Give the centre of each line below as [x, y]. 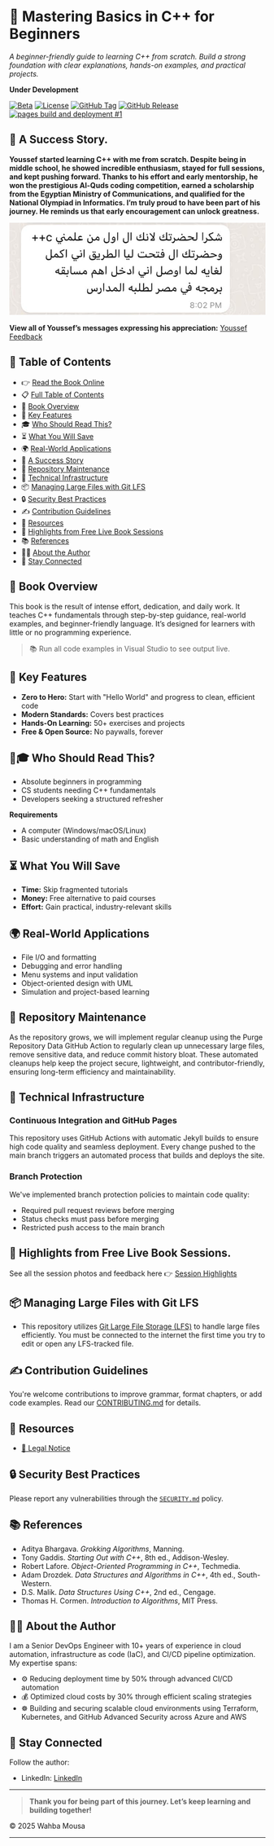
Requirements [34, 815]
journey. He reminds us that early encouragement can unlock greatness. [134, 211]
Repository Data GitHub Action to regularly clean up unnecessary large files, [137, 1045]
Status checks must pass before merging [90, 1219]
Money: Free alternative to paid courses [88, 899]
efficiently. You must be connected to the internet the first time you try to [143, 1335]
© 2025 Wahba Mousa [48, 1826]
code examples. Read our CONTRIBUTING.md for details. [105, 1403]
